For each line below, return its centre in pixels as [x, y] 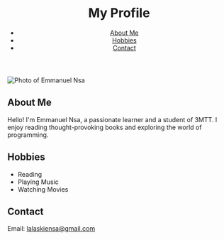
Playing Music [38, 182]
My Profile [119, 13]
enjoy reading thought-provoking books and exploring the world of [105, 127]
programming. [28, 135]
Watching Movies [43, 189]
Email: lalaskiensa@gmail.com [51, 229]
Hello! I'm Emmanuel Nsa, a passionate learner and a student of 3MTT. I [112, 119]
